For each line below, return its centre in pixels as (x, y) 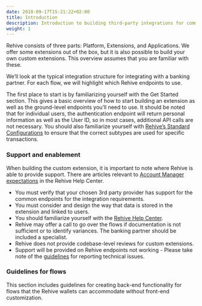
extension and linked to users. (52, 212)
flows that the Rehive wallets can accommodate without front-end (88, 291)
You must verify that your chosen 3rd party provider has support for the (104, 192)
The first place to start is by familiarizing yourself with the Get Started (92, 94)
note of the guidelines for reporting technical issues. (80, 256)
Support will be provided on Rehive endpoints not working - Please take (104, 249)
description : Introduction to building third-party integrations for (95, 23)
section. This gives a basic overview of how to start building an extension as (101, 101)
